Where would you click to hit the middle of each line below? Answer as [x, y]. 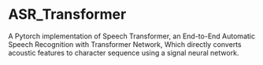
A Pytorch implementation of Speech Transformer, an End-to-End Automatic [132, 36]
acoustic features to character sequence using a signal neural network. [124, 52]
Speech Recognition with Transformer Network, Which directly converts [125, 44]
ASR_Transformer [67, 14]
